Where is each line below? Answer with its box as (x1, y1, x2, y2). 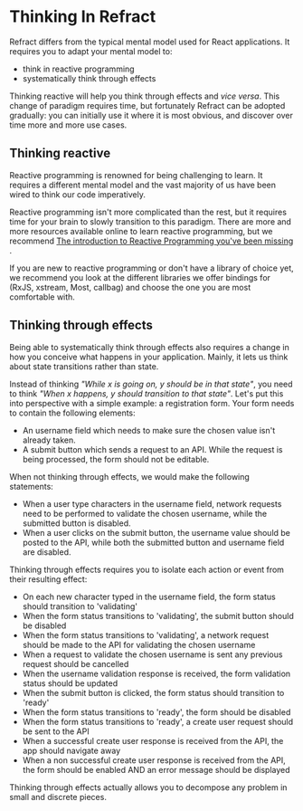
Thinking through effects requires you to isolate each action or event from (9, 564, 285, 575)
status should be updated (22, 677, 118, 689)
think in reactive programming (22, 63, 135, 74)
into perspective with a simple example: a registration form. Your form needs (9, 397, 295, 408)
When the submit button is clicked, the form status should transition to (22, 687, 285, 698)
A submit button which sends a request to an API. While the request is (22, 444, 283, 454)
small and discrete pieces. (9, 791, 107, 802)
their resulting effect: (9, 573, 88, 585)
